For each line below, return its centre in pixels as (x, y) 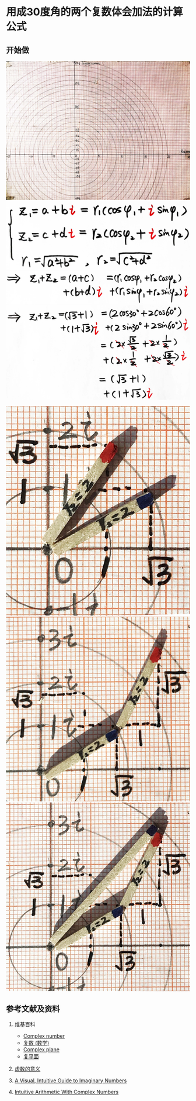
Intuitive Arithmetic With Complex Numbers (66, 1092)
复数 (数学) (36, 1042)
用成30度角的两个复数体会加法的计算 (94, 12)
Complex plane (41, 1049)
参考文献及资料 (33, 1009)
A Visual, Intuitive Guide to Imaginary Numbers (71, 1081)
